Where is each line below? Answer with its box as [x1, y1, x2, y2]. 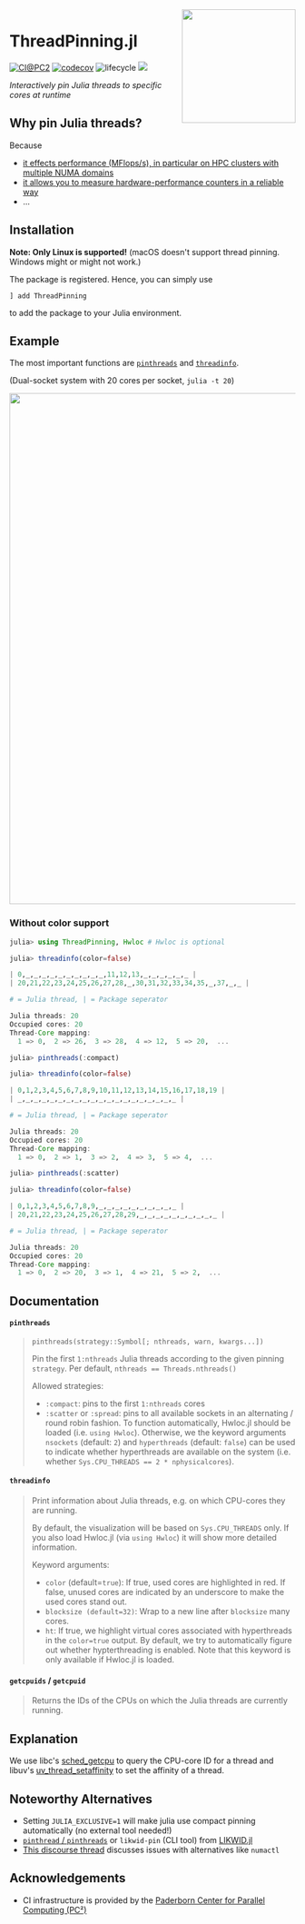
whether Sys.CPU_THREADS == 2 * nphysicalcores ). [44, 1455, 234, 1466]
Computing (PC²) [22, 1904, 87, 1915]
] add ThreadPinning [9, 291, 88, 301]
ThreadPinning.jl [9, 31, 138, 52]
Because [9, 140, 43, 151]
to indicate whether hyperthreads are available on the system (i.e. [44, 1446, 291, 1457]
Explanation [9, 1731, 79, 1747]
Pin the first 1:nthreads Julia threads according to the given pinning [31, 1353, 284, 1364]
